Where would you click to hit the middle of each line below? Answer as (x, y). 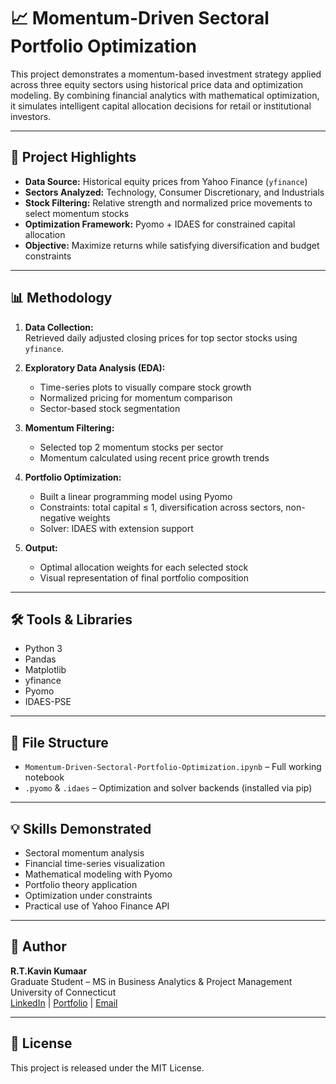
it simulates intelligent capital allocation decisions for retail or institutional (161, 106)
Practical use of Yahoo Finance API (97, 906)
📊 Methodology (61, 298)
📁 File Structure (59, 742)
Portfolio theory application (81, 884)
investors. (31, 116)
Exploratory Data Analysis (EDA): (95, 367)
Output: (41, 547)
